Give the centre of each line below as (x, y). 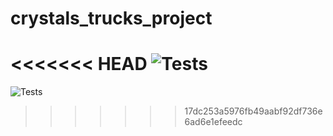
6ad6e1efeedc (213, 122)
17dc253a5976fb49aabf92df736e (253, 111)
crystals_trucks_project (111, 18)
